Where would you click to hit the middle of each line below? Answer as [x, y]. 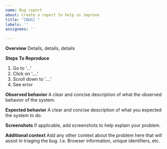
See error [23, 85]
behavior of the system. [30, 100]
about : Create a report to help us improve [53, 15]
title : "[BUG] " [23, 20]
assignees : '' [20, 29]
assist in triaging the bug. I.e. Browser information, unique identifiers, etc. [83, 141]
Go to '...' [22, 68]
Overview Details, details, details [40, 48]
